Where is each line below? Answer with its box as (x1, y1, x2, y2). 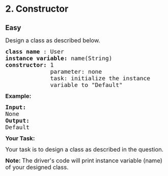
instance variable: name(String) (5, 54, 113, 62)
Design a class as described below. (5, 37, 100, 44)
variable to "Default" (50, 81, 123, 89)
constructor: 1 (5, 62, 54, 69)
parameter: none (50, 68, 102, 75)
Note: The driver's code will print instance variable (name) (5, 157, 163, 164)
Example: (5, 93, 32, 100)
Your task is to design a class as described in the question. (5, 146, 164, 153)
